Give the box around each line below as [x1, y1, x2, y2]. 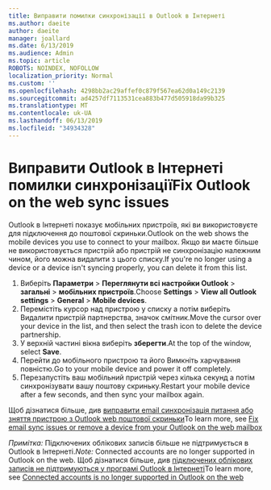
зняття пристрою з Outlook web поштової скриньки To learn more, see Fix [8, 413, 259, 423]
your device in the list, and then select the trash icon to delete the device [19, 321, 262, 330]
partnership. [19, 330, 61, 339]
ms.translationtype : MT [8, 102, 89, 110]
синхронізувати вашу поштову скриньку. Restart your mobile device [19, 380, 250, 391]
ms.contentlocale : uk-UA [8, 110, 92, 118]
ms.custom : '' [8, 79, 56, 87]
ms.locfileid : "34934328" [8, 124, 95, 132]
